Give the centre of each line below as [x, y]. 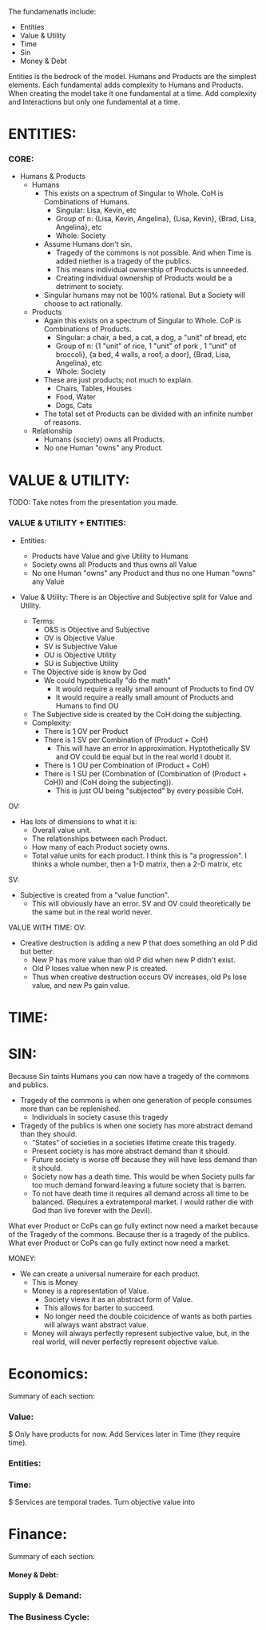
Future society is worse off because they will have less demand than [145, 1159]
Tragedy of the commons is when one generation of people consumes [136, 1100]
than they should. [48, 1134]
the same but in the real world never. [92, 912]
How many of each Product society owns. [101, 847]
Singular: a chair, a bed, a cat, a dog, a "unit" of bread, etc [151, 338]
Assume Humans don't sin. [88, 244]
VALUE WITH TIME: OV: [47, 927]
